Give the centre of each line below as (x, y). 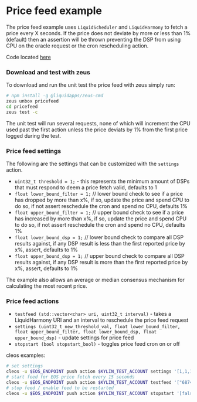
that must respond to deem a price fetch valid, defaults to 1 (86, 188)
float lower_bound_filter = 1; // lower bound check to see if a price (98, 194)
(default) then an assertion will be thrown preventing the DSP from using (94, 39)
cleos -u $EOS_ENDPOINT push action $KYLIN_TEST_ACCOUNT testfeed (89, 382)
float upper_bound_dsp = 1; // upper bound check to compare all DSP (99, 256)
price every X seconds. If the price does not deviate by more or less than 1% (98, 33)
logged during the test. (34, 135)
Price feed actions (33, 301)
